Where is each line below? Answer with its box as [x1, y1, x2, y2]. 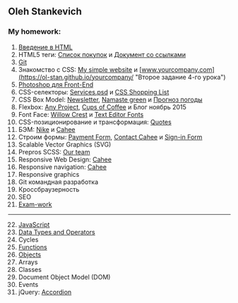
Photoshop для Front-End [18, 80, 94, 89]
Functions [18, 242, 48, 251]
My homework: [8, 27, 61, 37]
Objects [18, 250, 42, 259]
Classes [18, 265, 42, 273]
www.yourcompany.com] [141, 65, 215, 73]
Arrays [18, 257, 38, 266]
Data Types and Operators [18, 228, 96, 236]
